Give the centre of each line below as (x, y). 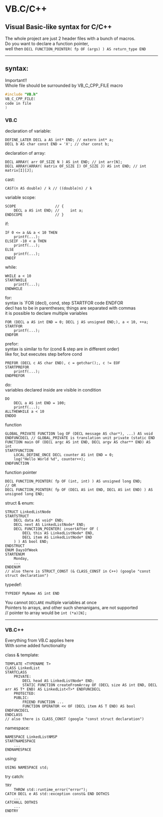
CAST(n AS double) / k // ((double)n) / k (49, 188)
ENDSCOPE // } (34, 214)
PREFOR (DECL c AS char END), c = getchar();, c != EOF (63, 363)
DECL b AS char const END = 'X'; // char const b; (57, 144)
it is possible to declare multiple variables (46, 313)
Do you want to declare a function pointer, (47, 44)
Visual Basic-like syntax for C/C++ (59, 27)
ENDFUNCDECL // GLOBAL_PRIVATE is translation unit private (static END (80, 438)
